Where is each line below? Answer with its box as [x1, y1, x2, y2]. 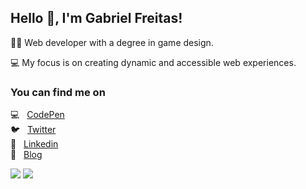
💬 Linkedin [10, 138, 59, 150]
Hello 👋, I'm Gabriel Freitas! [10, 10, 183, 27]
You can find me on [10, 85, 106, 99]
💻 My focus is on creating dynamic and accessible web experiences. [10, 56, 297, 68]
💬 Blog [10, 149, 43, 161]
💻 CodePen [10, 109, 65, 121]
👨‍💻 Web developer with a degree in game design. [10, 36, 214, 48]
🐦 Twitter [10, 124, 57, 136]
